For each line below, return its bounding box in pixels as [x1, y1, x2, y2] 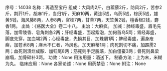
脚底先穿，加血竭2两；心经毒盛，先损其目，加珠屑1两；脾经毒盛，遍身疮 [5, 35, 154, 41]
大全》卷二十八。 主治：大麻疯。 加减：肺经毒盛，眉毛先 [45, 23, 162, 29]
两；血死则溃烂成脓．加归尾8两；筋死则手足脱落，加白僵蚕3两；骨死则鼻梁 [5, 48, 160, 54]
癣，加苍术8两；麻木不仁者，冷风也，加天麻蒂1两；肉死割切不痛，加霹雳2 [5, 42, 157, 47]
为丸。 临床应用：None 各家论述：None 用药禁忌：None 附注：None [5, 60, 146, 66]
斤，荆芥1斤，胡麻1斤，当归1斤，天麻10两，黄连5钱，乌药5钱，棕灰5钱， [5, 10, 154, 16]
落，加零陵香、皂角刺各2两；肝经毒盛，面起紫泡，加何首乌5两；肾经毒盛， [5, 29, 159, 35]
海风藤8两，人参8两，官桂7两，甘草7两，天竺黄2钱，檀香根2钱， [20, 17, 155, 22]
